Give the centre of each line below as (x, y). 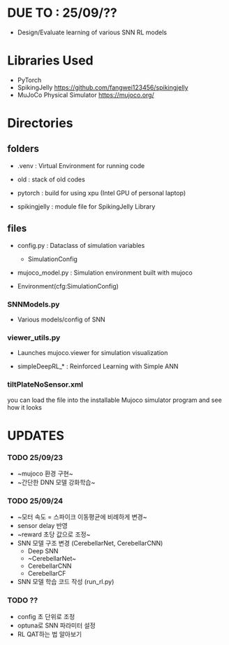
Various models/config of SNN (61, 319)
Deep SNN (43, 551)
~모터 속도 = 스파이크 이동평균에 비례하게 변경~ (82, 517)
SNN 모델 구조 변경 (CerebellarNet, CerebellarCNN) (90, 543)
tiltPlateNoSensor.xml (45, 384)
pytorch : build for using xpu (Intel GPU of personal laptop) (102, 193)
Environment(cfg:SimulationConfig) (68, 286)
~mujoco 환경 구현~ (45, 473)
